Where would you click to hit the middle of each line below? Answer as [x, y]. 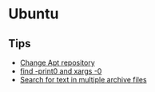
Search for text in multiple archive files [83, 80]
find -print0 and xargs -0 [61, 71]
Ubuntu [34, 14]
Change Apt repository [58, 62]
